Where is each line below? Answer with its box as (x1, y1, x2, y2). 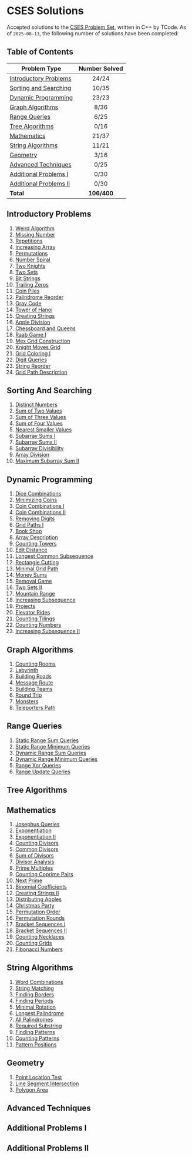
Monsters (15, 698, 39, 704)
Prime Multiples (15, 865, 53, 872)
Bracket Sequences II (15, 927, 67, 934)
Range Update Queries (15, 768, 71, 775)
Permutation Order (15, 908, 60, 916)
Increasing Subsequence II (15, 628, 80, 635)
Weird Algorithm (15, 225, 55, 232)
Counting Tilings (15, 615, 55, 622)
